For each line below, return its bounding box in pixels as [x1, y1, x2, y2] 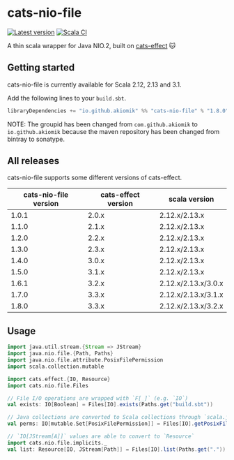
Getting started [7, 61, 75, 74]
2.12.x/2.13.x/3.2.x [159, 302, 224, 311]
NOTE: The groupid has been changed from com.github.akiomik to [7, 120, 198, 128]
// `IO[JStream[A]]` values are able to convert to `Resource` [7, 433, 195, 440]
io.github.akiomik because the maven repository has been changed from [7, 127, 220, 135]
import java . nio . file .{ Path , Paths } [7, 350, 114, 357]
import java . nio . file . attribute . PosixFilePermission [7, 357, 164, 364]
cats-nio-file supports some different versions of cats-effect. [7, 173, 182, 182]
